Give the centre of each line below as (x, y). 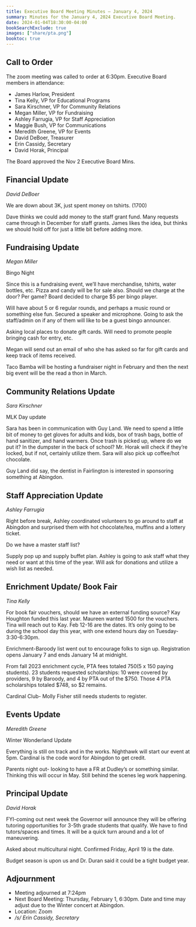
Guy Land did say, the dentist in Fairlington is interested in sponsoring (90, 471)
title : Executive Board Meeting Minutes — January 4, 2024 (79, 11)
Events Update (33, 715)
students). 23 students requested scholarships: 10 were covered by (87, 672)
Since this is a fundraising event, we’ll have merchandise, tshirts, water (91, 284)
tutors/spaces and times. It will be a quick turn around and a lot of (85, 832)
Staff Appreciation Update (55, 495)
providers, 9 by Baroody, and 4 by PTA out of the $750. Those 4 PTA (88, 678)
